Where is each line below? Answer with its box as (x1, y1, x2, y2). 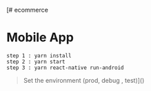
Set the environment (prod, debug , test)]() (23, 76, 145, 84)
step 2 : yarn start (6, 58, 66, 65)
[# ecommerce (6, 6, 49, 14)
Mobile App (6, 30, 74, 45)
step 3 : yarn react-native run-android (6, 64, 125, 71)
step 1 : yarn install (6, 52, 72, 59)
